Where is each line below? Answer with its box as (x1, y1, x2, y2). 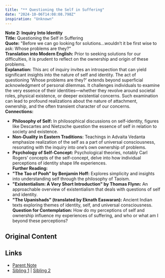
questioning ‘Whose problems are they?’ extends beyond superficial (5, 77, 143, 83)
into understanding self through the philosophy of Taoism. (12, 176, 131, 182)
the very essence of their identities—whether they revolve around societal (5, 87, 155, 94)
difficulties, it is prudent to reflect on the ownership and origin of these (5, 56, 149, 62)
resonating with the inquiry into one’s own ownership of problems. (12, 144, 147, 151)
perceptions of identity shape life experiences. (12, 160, 107, 166)
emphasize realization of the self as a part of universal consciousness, (12, 139, 156, 145)
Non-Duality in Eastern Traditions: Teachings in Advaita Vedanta (12, 134, 145, 140)
